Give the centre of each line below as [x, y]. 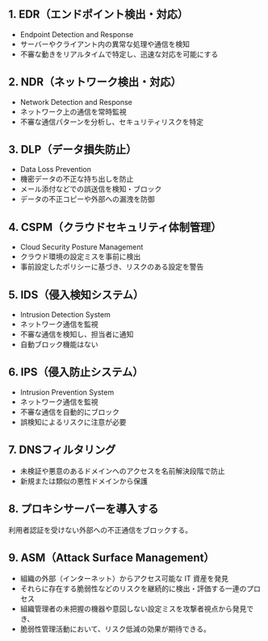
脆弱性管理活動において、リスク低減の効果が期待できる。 [115, 629]
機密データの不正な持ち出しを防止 [77, 179]
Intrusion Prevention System [67, 392]
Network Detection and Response [76, 102]
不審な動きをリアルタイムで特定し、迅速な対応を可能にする [119, 54]
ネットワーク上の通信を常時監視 [73, 111]
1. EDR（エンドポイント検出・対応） [98, 15]
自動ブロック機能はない [59, 345]
